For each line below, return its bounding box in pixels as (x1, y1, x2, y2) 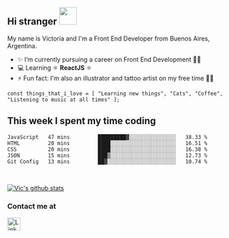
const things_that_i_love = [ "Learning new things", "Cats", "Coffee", (7, 90, 223, 97)
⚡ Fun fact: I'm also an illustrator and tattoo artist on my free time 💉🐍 (17, 74, 214, 82)
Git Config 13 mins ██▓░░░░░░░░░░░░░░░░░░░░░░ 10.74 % (7, 158, 208, 165)
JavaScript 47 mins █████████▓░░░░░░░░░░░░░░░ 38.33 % (7, 133, 208, 140)
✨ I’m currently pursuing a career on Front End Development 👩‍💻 (17, 55, 201, 64)
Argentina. (7, 41, 37, 50)
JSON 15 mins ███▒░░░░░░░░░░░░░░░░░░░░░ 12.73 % (7, 151, 208, 159)
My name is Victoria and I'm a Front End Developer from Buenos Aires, (7, 34, 210, 43)
